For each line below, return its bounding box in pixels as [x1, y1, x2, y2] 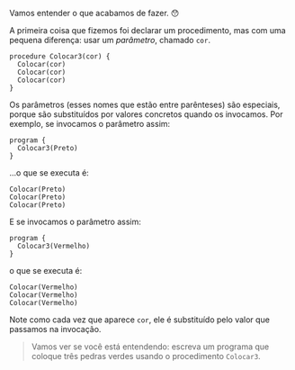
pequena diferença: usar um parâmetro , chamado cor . [9, 35, 211, 45]
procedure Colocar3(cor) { [9, 52, 111, 61]
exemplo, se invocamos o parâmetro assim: [9, 119, 171, 129]
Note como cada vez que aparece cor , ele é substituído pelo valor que [9, 314, 270, 325]
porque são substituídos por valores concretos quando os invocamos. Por [9, 109, 283, 120]
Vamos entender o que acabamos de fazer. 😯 [9, 8, 180, 18]
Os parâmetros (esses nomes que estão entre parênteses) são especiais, [9, 99, 281, 110]
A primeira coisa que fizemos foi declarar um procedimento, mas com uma [9, 25, 286, 35]
